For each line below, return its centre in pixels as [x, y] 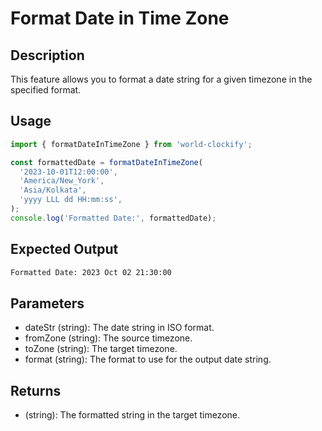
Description [47, 55]
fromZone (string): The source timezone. [108, 338]
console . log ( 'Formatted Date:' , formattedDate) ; [113, 218]
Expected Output [64, 249]
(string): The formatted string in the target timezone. [132, 415]
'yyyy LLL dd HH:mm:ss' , [71, 200]
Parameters [47, 303]
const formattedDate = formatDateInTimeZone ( [106, 162]
